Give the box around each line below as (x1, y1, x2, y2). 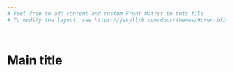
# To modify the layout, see (7, 17, 92, 24)
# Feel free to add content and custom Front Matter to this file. (7, 10, 208, 17)
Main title (7, 53, 63, 68)
